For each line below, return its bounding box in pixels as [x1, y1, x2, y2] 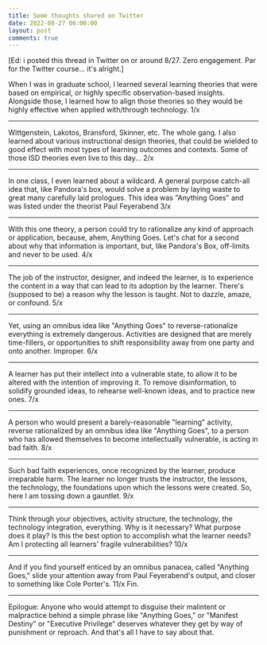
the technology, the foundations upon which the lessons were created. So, [8, 483, 252, 492]
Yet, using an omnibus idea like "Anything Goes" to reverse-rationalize [8, 321, 238, 330]
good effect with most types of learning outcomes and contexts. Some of [8, 145, 249, 154]
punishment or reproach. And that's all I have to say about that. [8, 627, 215, 637]
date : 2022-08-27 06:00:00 [8, 19, 98, 27]
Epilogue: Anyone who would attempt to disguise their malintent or [8, 602, 226, 612]
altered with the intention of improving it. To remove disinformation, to [8, 377, 237, 387]
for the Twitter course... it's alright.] [8, 64, 125, 74]
